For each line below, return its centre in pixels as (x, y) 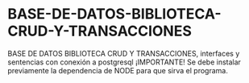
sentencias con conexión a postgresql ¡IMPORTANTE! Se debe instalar (124, 62)
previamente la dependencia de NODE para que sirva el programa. (118, 70)
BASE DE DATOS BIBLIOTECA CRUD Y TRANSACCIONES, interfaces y (124, 53)
